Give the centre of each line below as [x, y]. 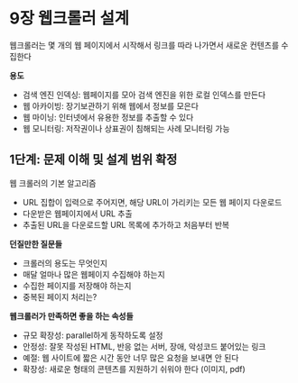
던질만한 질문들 [36, 243]
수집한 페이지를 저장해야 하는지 [77, 286]
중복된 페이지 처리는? [60, 296]
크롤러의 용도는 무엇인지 [65, 263]
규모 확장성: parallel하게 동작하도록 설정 [93, 335]
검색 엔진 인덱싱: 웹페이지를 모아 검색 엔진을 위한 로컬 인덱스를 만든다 [144, 95]
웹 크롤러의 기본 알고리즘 [53, 183]
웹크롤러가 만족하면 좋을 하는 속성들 [71, 315]
